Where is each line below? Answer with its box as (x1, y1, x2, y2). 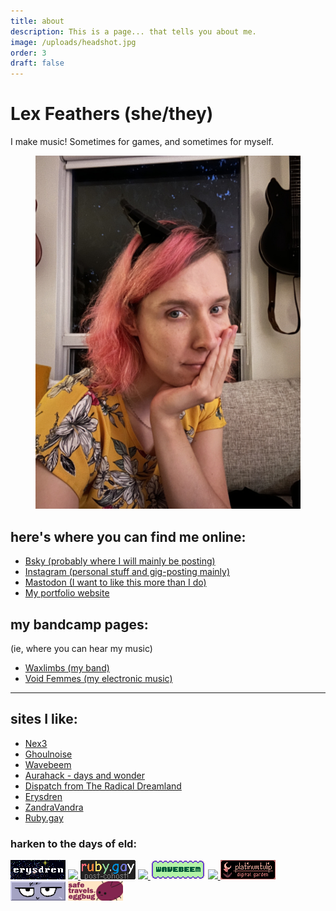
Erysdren (24, 790, 63, 802)
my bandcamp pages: (10, 616, 149, 633)
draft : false (10, 58, 65, 69)
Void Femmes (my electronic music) (24, 673, 173, 685)
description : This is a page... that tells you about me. (10, 26, 257, 37)
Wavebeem (24, 758, 72, 770)
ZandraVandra (24, 801, 84, 813)
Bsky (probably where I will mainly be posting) (24, 555, 216, 567)
